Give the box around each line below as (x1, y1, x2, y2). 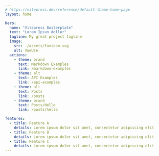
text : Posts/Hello (18, 103, 56, 108)
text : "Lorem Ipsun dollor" (9, 30, 67, 35)
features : (5, 116, 25, 121)
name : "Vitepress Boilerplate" (9, 25, 73, 30)
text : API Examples (18, 76, 58, 80)
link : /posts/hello (18, 107, 58, 112)
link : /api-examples (18, 80, 60, 85)
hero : (5, 21, 16, 26)
